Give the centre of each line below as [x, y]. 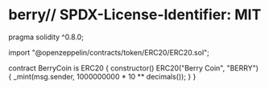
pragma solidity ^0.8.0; [46, 37]
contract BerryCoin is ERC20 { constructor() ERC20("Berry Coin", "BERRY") [134, 68]
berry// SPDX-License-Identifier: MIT [135, 15]
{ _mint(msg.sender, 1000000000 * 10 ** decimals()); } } [102, 76]
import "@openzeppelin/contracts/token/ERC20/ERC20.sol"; [109, 52]
